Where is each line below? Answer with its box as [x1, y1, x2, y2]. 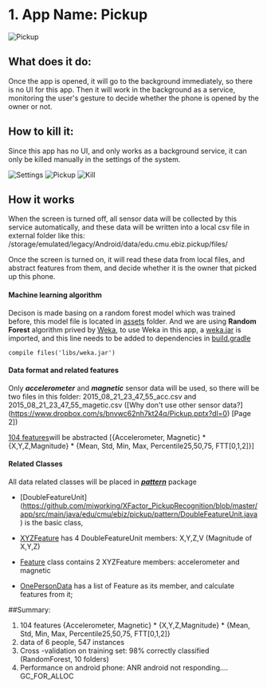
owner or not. [8, 101, 53, 111]
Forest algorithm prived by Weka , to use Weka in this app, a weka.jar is [8, 324, 241, 334]
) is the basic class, [19, 517, 84, 527]
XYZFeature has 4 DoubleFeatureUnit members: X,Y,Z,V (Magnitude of [19, 533, 253, 543]
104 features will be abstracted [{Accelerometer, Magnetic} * [8, 432, 206, 442]
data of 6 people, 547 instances [19, 637, 125, 647]
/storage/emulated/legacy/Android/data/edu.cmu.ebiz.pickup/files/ [8, 239, 229, 249]
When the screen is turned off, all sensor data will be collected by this [8, 214, 238, 224]
